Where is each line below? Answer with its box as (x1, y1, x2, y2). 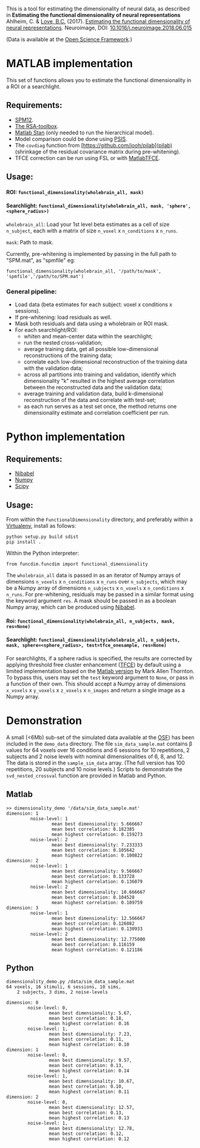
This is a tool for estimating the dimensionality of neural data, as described (6, 5, 190, 12)
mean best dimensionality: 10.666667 (51, 889, 146, 895)
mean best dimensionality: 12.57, (48, 1105, 135, 1111)
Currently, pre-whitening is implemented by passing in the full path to (6, 250, 177, 257)
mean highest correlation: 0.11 (48, 1089, 130, 1095)
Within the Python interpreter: (6, 549, 79, 557)
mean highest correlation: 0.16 (48, 1021, 130, 1027)
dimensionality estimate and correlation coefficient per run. (23, 409, 170, 416)
